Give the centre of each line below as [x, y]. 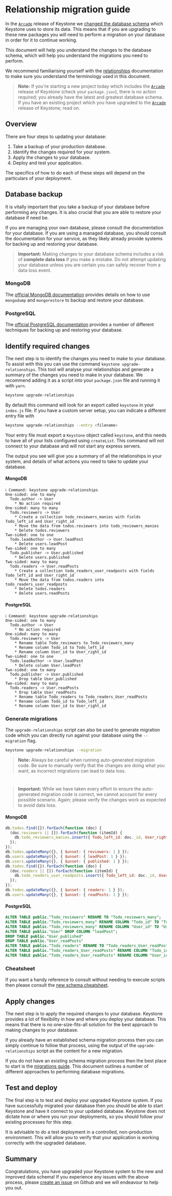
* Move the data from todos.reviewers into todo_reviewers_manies [87, 526]
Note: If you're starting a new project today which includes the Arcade [91, 86]
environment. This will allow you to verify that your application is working [82, 1137]
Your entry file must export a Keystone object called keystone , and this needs [86, 435]
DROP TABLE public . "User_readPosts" [44, 941]
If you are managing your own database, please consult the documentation [84, 227]
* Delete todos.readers [40, 589]
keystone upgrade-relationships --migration [53, 750]
